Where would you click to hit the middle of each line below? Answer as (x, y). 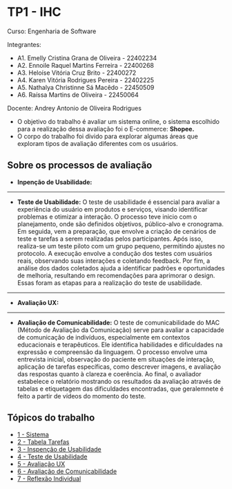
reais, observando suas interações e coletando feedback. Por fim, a (114, 261)
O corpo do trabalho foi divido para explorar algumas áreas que (107, 136)
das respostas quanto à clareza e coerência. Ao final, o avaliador (109, 373)
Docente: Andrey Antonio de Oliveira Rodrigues (74, 108)
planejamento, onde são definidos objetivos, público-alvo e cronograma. (120, 224)
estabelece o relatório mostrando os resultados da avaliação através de (119, 381)
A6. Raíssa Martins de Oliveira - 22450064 (78, 95)
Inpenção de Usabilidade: (55, 182)
